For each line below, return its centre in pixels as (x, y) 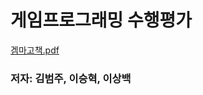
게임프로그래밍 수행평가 (101, 20)
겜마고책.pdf (35, 50)
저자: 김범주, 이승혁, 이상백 (71, 78)
